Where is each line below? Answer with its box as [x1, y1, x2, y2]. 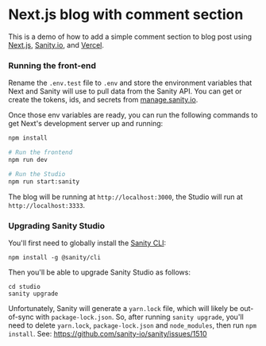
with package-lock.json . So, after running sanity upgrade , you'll [35, 312, 244, 321]
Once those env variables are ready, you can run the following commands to [8, 110, 258, 120]
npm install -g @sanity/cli [8, 253, 102, 261]
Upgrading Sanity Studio [8, 220, 106, 231]
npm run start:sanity [8, 177, 80, 186]
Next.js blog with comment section [8, 6, 244, 24]
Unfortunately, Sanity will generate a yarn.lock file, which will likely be [8, 303, 238, 313]
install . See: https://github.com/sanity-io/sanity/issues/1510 [8, 329, 208, 338]
